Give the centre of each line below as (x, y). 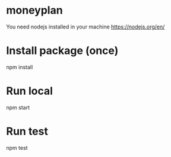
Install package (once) (62, 51)
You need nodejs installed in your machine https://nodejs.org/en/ (85, 27)
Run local (30, 91)
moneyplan (35, 10)
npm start (18, 107)
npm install (20, 67)
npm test (17, 148)
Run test (27, 132)
